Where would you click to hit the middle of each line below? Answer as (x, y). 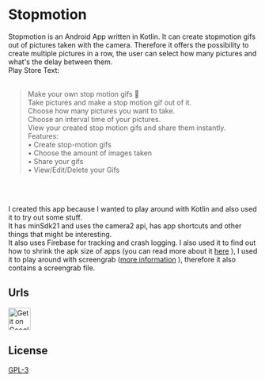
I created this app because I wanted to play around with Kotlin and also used (132, 208)
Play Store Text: (34, 70)
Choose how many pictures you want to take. (101, 111)
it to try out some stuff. (45, 217)
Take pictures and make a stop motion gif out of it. (110, 102)
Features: (43, 136)
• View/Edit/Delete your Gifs (74, 170)
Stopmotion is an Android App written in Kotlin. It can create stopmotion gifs (132, 36)
